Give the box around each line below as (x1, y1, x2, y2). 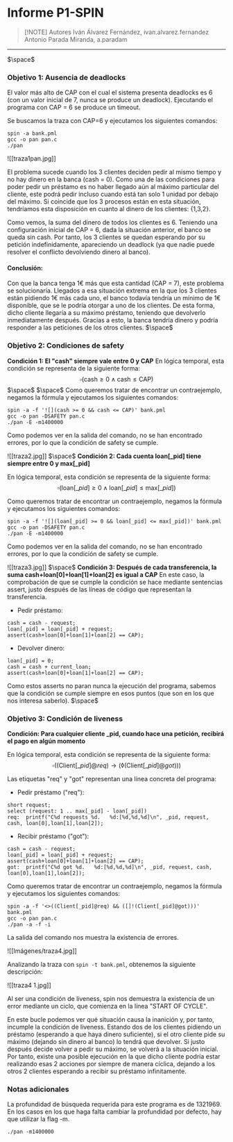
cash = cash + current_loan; (7, 663, 92, 670)
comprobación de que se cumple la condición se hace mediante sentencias (7, 578, 223, 586)
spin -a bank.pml (7, 130, 58, 137)
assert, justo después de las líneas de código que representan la (7, 585, 192, 594)
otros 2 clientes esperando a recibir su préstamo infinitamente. (7, 1067, 187, 1075)
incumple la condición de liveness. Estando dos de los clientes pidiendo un (7, 1023, 221, 1031)
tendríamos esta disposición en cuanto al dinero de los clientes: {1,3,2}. (7, 205, 211, 213)
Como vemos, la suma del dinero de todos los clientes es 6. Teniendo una (7, 218, 218, 227)
